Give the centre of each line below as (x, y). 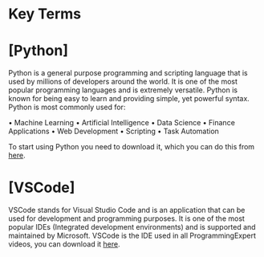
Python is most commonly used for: (67, 107)
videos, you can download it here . (64, 244)
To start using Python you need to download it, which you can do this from (132, 147)
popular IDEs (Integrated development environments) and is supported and (132, 227)
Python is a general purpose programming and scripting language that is (128, 73)
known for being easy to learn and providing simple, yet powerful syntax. (129, 99)
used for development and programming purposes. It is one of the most (126, 218)
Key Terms (45, 14)
